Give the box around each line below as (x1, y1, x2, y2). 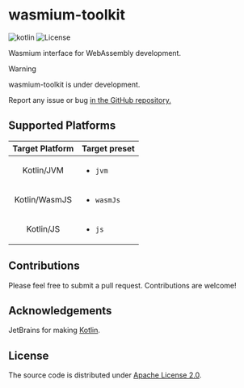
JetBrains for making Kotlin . (8, 326, 101, 335)
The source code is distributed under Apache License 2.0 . (8, 370, 202, 380)
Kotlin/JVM (22, 164, 65, 176)
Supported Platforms (8, 119, 116, 133)
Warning (8, 63, 36, 74)
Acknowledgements (8, 304, 112, 318)
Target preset (82, 143, 135, 154)
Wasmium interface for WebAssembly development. (8, 48, 182, 58)
